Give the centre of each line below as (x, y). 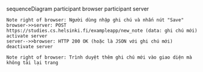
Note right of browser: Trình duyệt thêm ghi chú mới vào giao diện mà (99, 57)
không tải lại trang (33, 63)
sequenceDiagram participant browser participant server (78, 9)
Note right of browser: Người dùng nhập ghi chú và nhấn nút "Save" (95, 20)
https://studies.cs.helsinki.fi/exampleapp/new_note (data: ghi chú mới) (102, 31)
